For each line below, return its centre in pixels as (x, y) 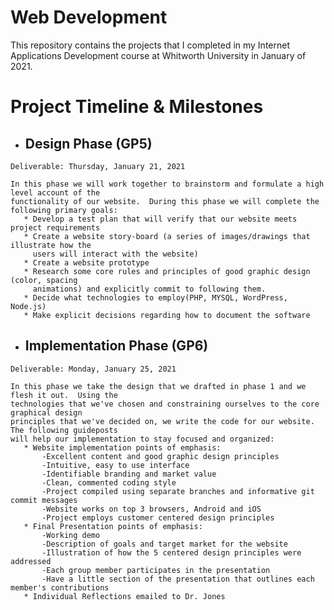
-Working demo (71, 535)
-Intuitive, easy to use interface (115, 465)
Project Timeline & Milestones (137, 107)
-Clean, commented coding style (109, 482)
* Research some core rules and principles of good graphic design (167, 271)
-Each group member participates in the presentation (156, 570)
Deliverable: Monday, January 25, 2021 (93, 369)
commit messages (44, 500)
